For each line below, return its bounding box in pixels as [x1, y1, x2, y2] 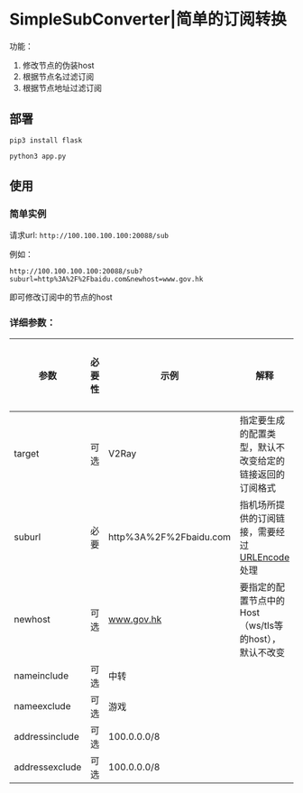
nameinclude [14, 669, 69, 682]
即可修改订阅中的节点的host [9, 291, 113, 303]
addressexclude [14, 761, 82, 773]
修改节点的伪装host [22, 60, 95, 70]
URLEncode [239, 550, 290, 563]
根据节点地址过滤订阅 [22, 82, 102, 93]
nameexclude [14, 699, 71, 712]
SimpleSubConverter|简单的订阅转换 [9, 9, 287, 30]
